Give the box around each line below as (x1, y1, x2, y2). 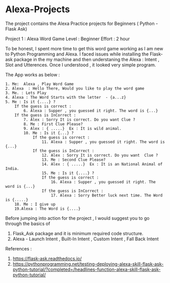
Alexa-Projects (5, 4, 70, 15)
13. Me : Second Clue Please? (41, 157, 106, 162)
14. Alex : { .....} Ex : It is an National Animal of (41, 161, 163, 166)
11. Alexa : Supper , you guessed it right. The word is (41, 139, 165, 145)
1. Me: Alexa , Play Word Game (5, 81, 74, 87)
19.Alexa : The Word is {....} (14, 206, 81, 211)
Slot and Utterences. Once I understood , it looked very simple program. (5, 62, 156, 68)
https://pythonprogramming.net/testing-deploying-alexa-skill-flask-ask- (12, 261, 164, 267)
